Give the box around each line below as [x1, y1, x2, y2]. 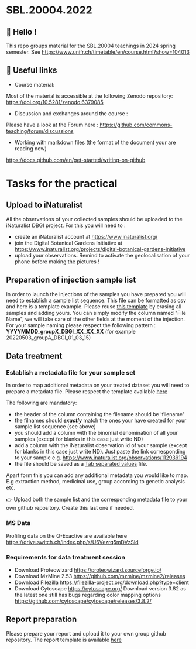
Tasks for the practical [6, 177, 118, 190]
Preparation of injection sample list [6, 275, 136, 285]
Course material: [14, 81, 55, 88]
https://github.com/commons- [99, 121, 173, 128]
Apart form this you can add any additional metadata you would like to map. [6, 472, 188, 479]
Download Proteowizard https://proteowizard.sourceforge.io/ [14, 566, 162, 574]
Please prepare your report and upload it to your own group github [6, 630, 167, 637]
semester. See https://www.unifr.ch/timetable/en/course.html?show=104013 [6, 49, 190, 56]
